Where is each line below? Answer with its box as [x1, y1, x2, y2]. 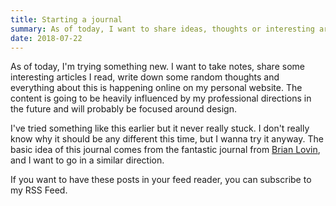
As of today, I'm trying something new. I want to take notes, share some [10, 61, 305, 73]
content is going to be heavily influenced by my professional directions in [10, 92, 312, 105]
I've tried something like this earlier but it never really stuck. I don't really [10, 122, 310, 135]
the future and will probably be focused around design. [10, 103, 237, 115]
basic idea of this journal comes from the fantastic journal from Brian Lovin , [10, 144, 321, 156]
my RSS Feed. [10, 184, 68, 196]
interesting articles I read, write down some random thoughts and [10, 71, 280, 83]
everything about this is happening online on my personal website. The [10, 82, 303, 94]
